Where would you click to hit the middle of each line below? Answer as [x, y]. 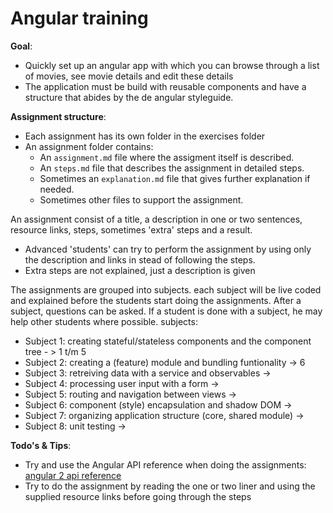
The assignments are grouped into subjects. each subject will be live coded [166, 289]
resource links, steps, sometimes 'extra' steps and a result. [131, 229]
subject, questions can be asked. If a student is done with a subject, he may [166, 311]
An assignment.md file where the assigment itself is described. [167, 157]
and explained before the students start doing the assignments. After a [156, 300]
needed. [57, 189]
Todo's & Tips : [41, 445]
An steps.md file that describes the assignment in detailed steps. [172, 168]
